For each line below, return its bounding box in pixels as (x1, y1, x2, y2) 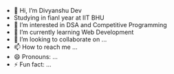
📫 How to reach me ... (13, 43, 78, 51)
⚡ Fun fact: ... (13, 60, 52, 68)
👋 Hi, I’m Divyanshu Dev (13, 7, 83, 14)
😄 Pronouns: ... (13, 53, 58, 60)
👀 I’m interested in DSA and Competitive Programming (13, 21, 167, 29)
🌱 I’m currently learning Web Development (13, 28, 134, 36)
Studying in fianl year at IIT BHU (13, 14, 105, 22)
